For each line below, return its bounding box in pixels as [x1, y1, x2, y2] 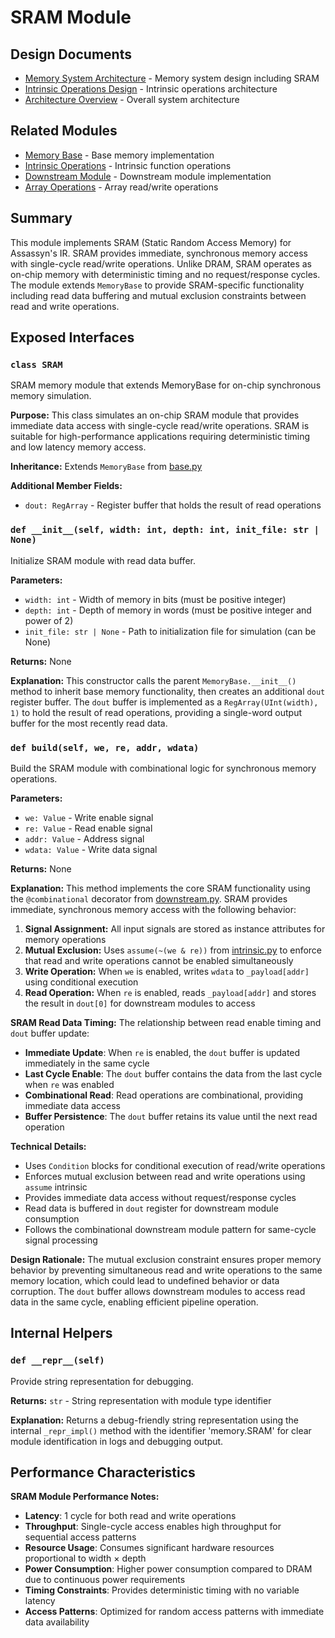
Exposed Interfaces [10, 329, 135, 346]
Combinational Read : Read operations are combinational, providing [24, 1089, 303, 1101]
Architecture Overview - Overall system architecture [24, 94, 240, 105]
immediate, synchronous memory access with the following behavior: [10, 903, 297, 915]
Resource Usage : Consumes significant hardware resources [24, 1542, 275, 1554]
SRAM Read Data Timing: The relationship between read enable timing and [10, 1016, 322, 1028]
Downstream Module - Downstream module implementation [24, 170, 272, 182]
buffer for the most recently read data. [10, 717, 168, 729]
